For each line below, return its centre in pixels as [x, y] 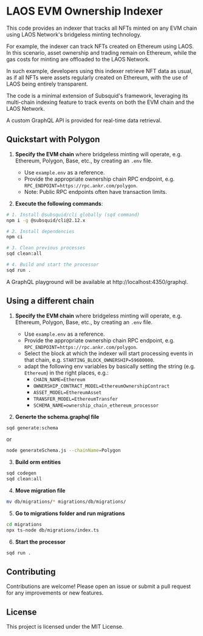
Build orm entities [38, 462]
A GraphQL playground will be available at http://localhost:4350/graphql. [97, 282]
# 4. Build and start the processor [53, 264]
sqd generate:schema [33, 428]
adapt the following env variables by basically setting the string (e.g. [110, 366]
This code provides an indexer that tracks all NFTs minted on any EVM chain [102, 28]
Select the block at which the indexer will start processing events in [108, 353]
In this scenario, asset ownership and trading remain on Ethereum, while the [101, 52]
